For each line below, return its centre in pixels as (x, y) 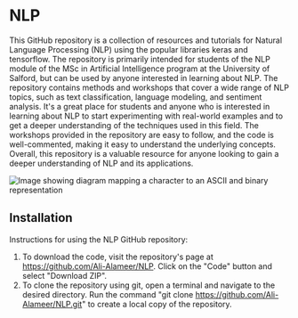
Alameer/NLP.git (52, 304)
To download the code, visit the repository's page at (117, 257)
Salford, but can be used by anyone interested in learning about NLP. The (144, 77)
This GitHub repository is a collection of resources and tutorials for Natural (146, 40)
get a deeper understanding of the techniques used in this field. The (134, 125)
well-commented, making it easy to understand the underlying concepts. (142, 144)
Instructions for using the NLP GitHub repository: (99, 239)
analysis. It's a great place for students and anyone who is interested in (140, 106)
